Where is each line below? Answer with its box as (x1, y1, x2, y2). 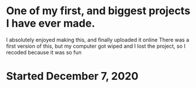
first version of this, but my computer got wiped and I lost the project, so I (6, 43, 186, 50)
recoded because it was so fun (6, 48, 82, 56)
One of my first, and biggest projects (6, 4, 191, 18)
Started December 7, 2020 (6, 70, 139, 83)
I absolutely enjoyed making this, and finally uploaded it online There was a (6, 36, 189, 43)
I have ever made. (6, 17, 95, 30)
